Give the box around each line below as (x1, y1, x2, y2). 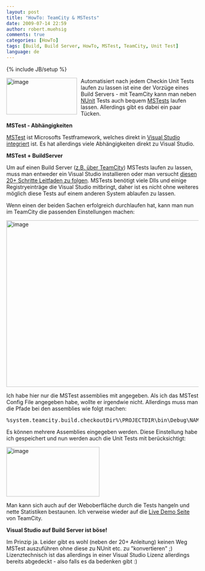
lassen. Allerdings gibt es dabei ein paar (81, 103, 181, 111)
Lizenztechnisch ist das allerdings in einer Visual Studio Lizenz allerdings (6, 551, 190, 558)
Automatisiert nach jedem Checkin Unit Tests (81, 77, 194, 84)
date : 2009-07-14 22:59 (6, 20, 67, 26)
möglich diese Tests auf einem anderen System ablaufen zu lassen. (6, 190, 176, 197)
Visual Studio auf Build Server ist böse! (6, 526, 108, 534)
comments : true (6, 32, 45, 38)
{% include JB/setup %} (6, 65, 67, 73)
